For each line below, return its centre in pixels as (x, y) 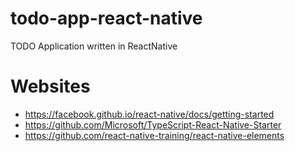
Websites (50, 86)
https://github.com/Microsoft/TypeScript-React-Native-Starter (153, 124)
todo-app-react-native (106, 18)
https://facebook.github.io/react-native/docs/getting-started (149, 114)
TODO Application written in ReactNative (94, 46)
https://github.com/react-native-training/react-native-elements (154, 135)
